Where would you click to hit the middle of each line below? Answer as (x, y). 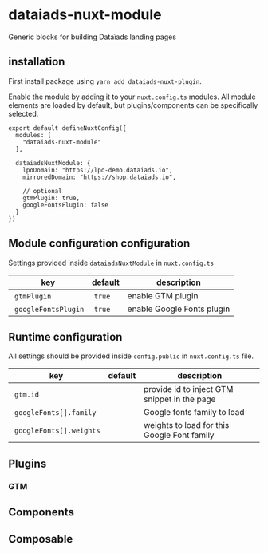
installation (37, 62)
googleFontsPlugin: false (66, 205)
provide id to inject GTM (188, 389)
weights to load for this (186, 425)
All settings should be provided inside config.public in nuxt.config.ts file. (131, 356)
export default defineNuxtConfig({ (67, 128)
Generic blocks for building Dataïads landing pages (93, 37)
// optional (42, 191)
